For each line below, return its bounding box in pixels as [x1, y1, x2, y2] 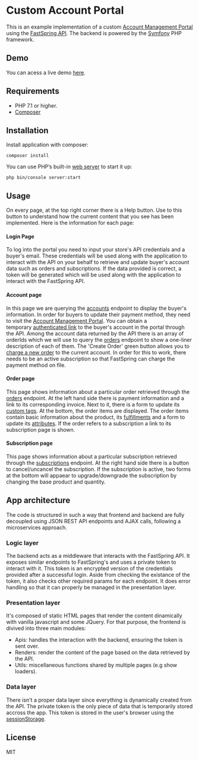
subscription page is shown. [6, 426, 75, 433]
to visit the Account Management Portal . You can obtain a [6, 317, 147, 324]
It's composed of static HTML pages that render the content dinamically [6, 612, 182, 619]
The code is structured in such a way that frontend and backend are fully [6, 511, 185, 518]
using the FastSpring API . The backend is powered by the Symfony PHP [6, 29, 182, 36]
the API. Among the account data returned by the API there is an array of [6, 329, 184, 337]
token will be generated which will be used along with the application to [6, 271, 181, 278]
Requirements [6, 86, 59, 96]
